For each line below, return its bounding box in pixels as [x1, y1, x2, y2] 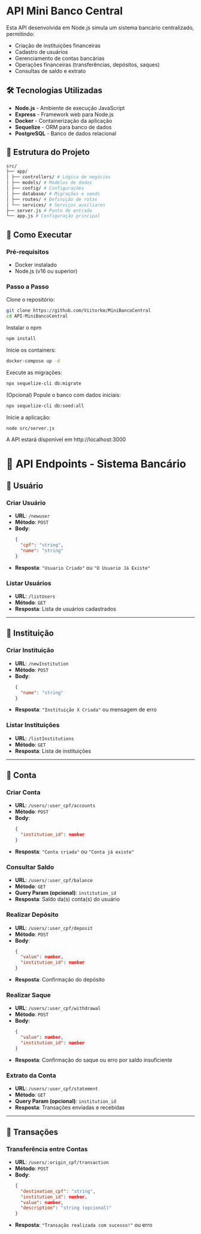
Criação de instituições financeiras [14, 42, 100, 49]
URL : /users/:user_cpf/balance [14, 877, 93, 884]
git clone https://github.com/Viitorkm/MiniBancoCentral [6, 308, 151, 314]
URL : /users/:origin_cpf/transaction [14, 1158, 109, 1165]
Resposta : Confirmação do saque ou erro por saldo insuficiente [14, 1056, 172, 1063]
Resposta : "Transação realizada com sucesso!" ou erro [14, 1221, 153, 1229]
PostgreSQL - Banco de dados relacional [14, 130, 117, 137]
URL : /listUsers [14, 592, 56, 600]
